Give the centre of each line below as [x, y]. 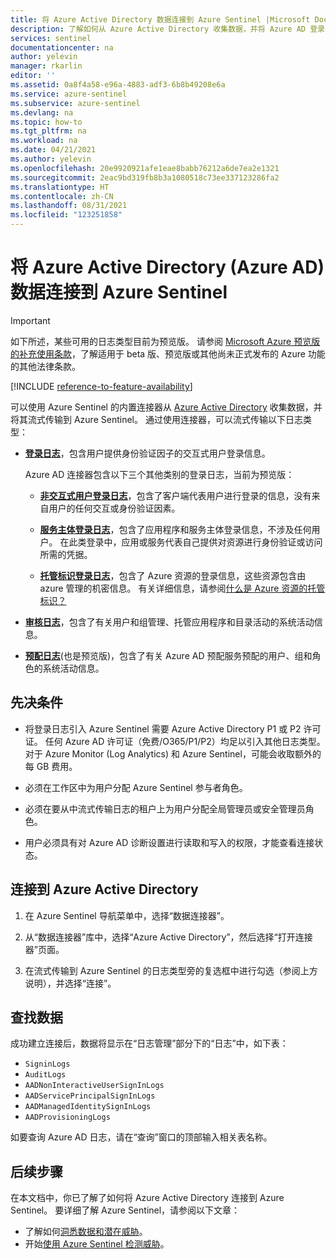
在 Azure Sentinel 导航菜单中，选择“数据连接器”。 [127, 915]
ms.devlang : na [42, 112]
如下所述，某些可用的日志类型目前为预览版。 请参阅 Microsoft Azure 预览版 [165, 341]
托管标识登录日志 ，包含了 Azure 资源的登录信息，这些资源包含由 [173, 575]
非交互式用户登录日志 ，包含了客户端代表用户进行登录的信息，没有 [175, 495]
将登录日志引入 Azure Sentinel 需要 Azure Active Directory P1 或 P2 [163, 728]
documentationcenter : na [62, 47]
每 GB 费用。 [51, 766]
